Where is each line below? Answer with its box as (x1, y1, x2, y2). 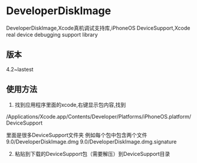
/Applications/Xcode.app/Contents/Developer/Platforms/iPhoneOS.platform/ (6, 113, 192, 120)
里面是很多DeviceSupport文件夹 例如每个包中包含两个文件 (6, 131, 147, 138)
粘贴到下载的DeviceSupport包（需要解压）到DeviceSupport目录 (14, 150, 170, 157)
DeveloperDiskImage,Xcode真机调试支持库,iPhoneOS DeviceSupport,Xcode (6, 24, 191, 31)
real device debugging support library (6, 31, 98, 38)
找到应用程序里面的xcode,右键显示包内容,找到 (14, 101, 126, 108)
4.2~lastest (6, 66, 34, 73)
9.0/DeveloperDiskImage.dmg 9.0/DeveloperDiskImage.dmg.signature (6, 138, 177, 145)
